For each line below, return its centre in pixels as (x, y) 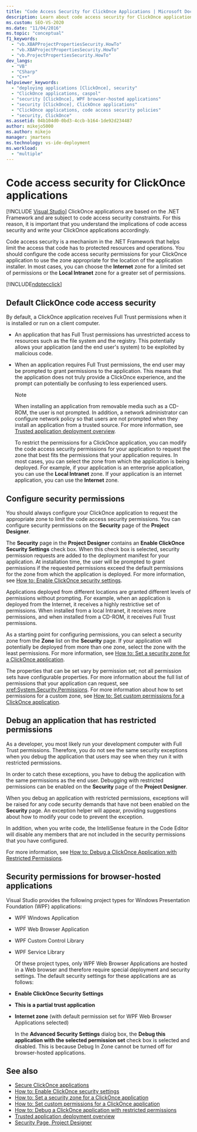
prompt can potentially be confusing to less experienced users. (91, 383)
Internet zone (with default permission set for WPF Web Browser (93, 1016)
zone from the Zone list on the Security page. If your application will (89, 640)
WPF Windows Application (47, 917)
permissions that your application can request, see (67, 683)
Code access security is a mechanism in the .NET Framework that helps (93, 242)
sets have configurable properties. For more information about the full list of (98, 677)
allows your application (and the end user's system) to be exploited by (99, 347)
